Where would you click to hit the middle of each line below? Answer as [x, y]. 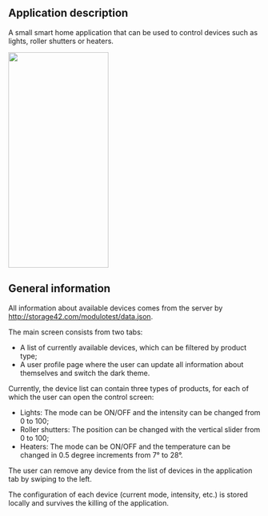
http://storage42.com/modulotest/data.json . [81, 316]
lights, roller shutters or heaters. [61, 41]
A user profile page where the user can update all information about [132, 364]
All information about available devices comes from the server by [116, 308]
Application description [68, 13]
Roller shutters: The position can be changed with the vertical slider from [140, 429]
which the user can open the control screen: [81, 397]
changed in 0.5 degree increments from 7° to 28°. [101, 454]
